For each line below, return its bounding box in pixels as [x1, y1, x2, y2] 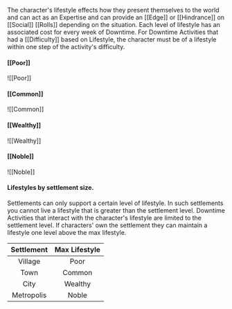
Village [18, 256, 41, 266]
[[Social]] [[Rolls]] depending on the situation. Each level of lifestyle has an [7, 21, 220, 28]
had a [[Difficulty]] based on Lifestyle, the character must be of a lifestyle [7, 35, 217, 44]
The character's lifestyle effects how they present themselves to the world [7, 6, 220, 14]
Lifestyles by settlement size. [7, 184, 94, 192]
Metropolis [11, 290, 47, 300]
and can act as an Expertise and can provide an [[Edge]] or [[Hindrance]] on [7, 13, 225, 21]
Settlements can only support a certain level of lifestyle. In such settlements [7, 199, 224, 207]
